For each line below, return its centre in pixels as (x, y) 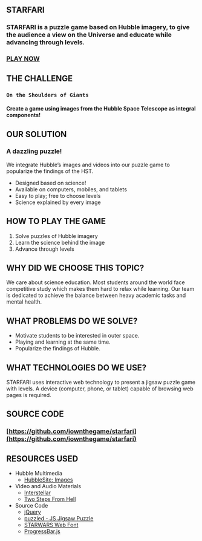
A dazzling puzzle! (34, 151)
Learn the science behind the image (60, 242)
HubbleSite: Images (48, 480)
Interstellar (37, 493)
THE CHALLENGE (40, 78)
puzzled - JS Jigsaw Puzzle (59, 519)
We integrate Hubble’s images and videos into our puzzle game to (88, 165)
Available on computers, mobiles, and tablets (71, 189)
